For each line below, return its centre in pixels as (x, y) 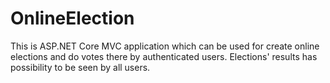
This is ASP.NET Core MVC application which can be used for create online (165, 46)
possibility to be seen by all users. (80, 67)
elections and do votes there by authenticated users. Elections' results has (164, 56)
